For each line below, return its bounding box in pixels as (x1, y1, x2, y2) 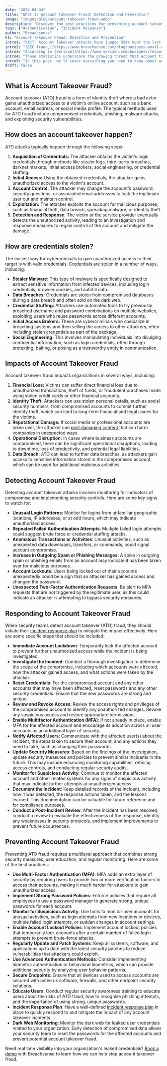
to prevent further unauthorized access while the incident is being (12, 648, 148, 654)
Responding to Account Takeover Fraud (5, 609, 131, 617)
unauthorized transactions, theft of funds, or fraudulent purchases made (12, 388, 161, 394)
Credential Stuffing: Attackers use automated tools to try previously (12, 302, 153, 308)
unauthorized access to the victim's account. (12, 180, 105, 186)
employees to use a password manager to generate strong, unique (12, 898, 149, 904)
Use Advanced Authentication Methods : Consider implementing (12, 956, 146, 962)
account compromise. (12, 547, 58, 553)
